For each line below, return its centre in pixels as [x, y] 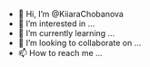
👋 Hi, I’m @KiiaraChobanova [71, 14]
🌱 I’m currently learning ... [66, 33]
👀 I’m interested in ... [56, 24]
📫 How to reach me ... [60, 53]
